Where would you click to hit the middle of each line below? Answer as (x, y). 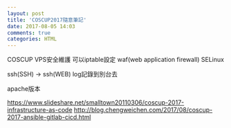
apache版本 (24, 89)
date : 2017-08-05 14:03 (41, 26)
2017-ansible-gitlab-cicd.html (49, 117)
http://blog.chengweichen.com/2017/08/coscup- (143, 110)
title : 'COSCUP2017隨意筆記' (47, 20)
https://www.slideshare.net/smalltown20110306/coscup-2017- (96, 103)
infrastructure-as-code (40, 110)
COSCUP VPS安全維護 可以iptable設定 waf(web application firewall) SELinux (115, 60)
